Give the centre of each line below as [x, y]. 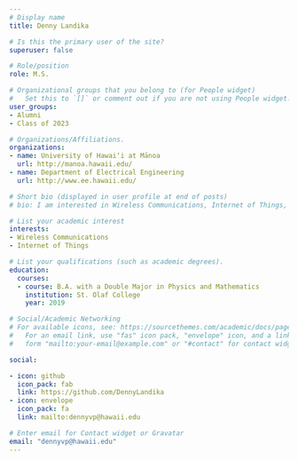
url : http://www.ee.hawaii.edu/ [77, 180]
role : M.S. [29, 75]
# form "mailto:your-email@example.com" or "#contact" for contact [141, 344]
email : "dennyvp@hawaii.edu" [63, 441]
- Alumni [25, 115]
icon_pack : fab [45, 384]
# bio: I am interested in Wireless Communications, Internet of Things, [149, 205]
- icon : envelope [41, 401]
